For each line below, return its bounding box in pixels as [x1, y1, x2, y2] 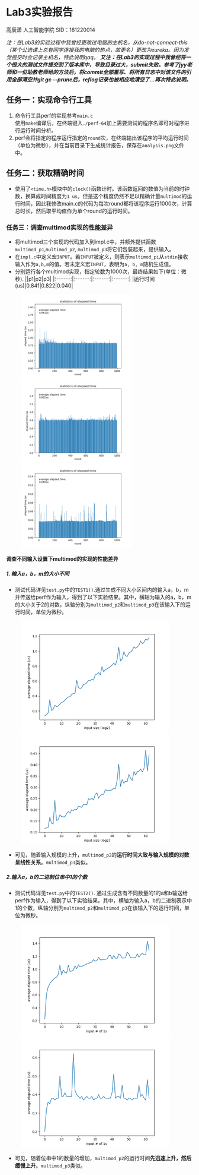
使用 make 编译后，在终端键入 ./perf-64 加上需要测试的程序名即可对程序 [14, 119, 185, 127]
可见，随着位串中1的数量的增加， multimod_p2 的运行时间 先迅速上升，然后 [14, 1155, 192, 1162]
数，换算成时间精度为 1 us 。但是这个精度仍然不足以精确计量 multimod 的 [14, 192, 187, 200]
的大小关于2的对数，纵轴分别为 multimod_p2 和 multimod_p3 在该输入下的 [14, 601, 185, 608]
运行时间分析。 [20, 127, 57, 134]
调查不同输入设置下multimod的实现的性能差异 [6, 555, 118, 563]
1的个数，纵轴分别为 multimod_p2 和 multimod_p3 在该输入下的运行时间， [14, 904, 185, 912]
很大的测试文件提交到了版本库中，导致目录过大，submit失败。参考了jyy [11, 61, 187, 68]
